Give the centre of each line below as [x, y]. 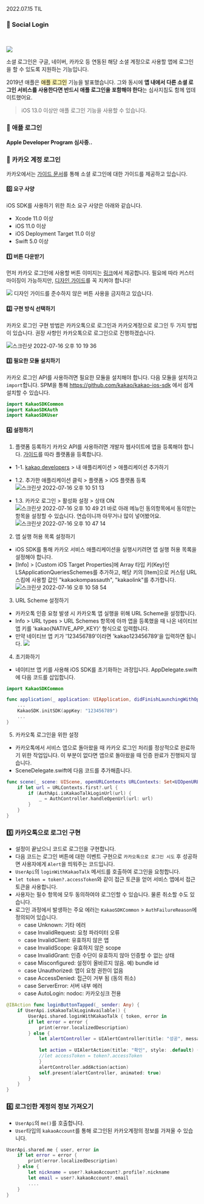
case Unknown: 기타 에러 [55, 925]
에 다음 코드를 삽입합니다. [45, 677]
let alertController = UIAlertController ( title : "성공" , [111, 1039]
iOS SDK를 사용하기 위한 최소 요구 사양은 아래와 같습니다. [74, 206]
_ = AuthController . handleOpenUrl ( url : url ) [96, 799]
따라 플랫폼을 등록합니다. [74, 454]
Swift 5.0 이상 [32, 241]
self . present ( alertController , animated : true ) [100, 1073]
